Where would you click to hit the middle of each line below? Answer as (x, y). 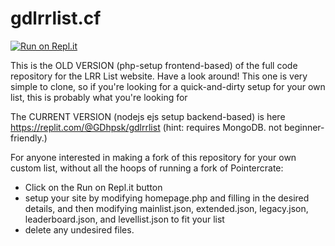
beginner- (304, 127)
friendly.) (29, 138)
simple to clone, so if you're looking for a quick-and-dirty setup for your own (168, 86)
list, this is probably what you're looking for (99, 97)
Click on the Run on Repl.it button (93, 187)
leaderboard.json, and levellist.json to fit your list (124, 219)
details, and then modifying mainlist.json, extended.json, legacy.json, (166, 208)
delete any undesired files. (79, 229)
